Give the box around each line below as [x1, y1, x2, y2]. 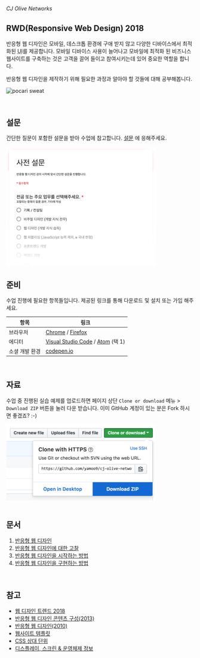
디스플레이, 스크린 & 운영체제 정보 [14, 644, 94, 652]
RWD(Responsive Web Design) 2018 [6, 23, 144, 34]
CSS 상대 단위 [14, 637, 48, 644]
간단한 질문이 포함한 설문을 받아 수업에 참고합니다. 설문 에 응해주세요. [6, 135, 167, 142]
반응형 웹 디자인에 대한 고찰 [14, 544, 79, 551]
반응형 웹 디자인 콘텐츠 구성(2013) [14, 614, 95, 622]
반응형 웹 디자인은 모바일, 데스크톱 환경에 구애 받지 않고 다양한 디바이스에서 [6, 40, 181, 47]
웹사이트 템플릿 [14, 629, 51, 637]
